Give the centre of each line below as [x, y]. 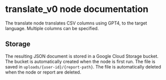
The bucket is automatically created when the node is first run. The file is [80, 61]
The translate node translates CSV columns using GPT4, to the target [76, 23]
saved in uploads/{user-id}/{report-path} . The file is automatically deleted [83, 66]
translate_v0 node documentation [77, 9]
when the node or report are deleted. [43, 72]
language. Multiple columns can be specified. [52, 28]
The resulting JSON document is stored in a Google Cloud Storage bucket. [82, 56]
